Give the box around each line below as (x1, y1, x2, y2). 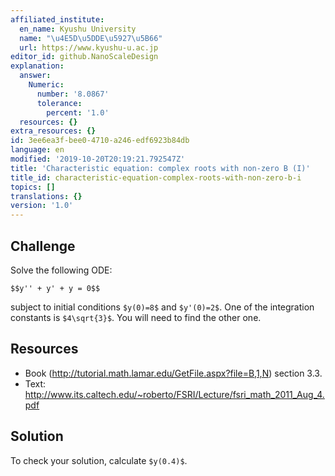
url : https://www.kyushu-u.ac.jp (19, 42, 159, 53)
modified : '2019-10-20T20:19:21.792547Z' (10, 154, 186, 164)
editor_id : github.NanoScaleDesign (10, 52, 159, 62)
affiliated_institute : (10, 14, 105, 25)
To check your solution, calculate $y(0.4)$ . (10, 454, 188, 466)
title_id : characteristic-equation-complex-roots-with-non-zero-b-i (10, 172, 302, 183)
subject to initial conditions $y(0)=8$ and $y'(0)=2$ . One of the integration (10, 301, 315, 313)
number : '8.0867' (36, 89, 110, 99)
